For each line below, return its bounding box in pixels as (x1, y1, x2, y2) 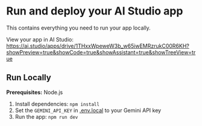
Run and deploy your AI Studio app (6, 4, 183, 18)
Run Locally (6, 72, 51, 83)
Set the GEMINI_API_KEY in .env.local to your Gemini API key (14, 107, 162, 114)
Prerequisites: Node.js (6, 89, 63, 96)
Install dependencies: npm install (14, 100, 99, 107)
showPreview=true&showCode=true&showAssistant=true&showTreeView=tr (6, 48, 196, 55)
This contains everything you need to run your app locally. (6, 24, 151, 31)
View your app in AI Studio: (6, 36, 74, 43)
